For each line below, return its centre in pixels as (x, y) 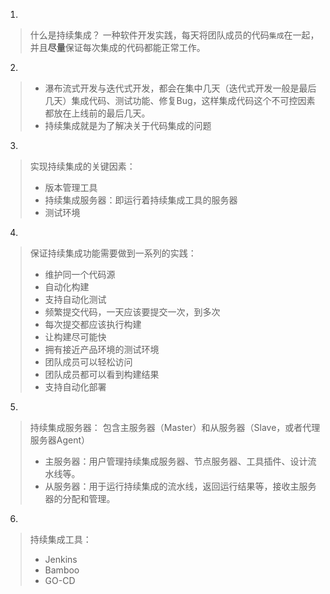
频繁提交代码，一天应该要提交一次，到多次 (132, 312)
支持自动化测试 (75, 299)
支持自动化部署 (75, 387)
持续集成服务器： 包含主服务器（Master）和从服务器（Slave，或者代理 (175, 427)
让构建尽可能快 (75, 337)
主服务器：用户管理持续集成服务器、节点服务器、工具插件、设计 (176, 461)
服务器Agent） (60, 440)
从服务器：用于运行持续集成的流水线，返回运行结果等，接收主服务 (180, 486)
